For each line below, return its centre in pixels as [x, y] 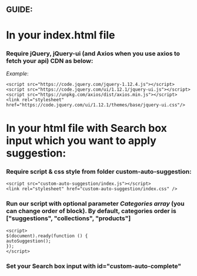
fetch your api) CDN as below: [50, 61]
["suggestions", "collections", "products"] [69, 218]
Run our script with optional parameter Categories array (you [96, 204]
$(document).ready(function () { [47, 236]
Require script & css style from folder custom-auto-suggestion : [99, 171]
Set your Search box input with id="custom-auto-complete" [94, 266]
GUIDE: [19, 10]
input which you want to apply [81, 141]
